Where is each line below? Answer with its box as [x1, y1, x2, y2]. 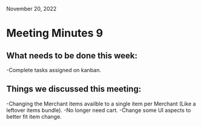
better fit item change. [6, 113, 62, 120]
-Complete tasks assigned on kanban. [6, 67, 101, 73]
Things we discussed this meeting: [6, 84, 141, 94]
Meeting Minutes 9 [6, 27, 103, 40]
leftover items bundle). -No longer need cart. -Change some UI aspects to [6, 106, 191, 114]
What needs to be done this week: [6, 50, 138, 61]
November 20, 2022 [6, 5, 57, 12]
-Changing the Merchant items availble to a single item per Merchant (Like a [6, 100, 196, 107]
